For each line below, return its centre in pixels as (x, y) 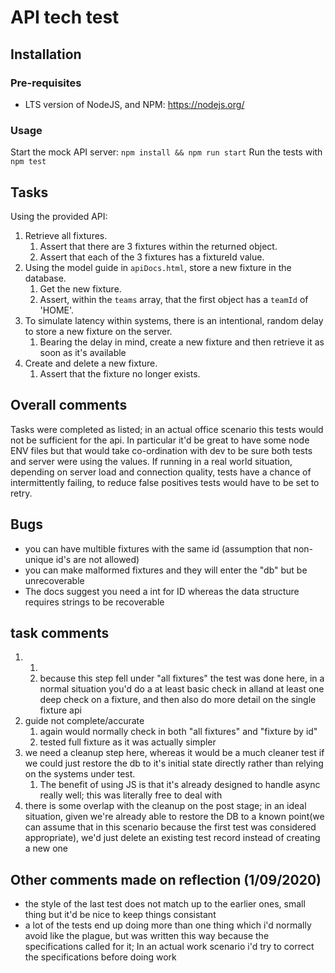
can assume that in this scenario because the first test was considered (170, 827)
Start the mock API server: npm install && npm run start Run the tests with (166, 152)
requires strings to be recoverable (94, 602)
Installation (46, 54)
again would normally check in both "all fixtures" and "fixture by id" (178, 732)
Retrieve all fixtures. (66, 235)
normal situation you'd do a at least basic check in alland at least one (182, 689)
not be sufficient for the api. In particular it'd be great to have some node (160, 440)
